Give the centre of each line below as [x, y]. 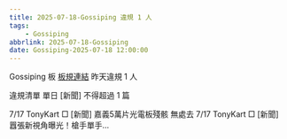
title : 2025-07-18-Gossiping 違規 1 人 [81, 17]
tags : [19, 26]
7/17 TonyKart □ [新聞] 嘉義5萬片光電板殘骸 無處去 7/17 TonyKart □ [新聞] [144, 114]
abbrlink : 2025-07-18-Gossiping [69, 42]
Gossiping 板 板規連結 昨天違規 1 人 [74, 77]
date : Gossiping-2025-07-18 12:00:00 [79, 50]
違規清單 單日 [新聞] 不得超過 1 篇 [70, 96]
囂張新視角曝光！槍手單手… [59, 126]
